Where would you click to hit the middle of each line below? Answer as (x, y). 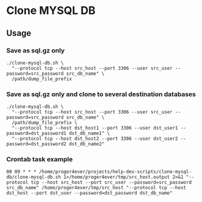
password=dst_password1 (37, 134)
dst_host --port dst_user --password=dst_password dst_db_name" (89, 193)
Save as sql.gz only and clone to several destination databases (101, 94)
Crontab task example (40, 159)
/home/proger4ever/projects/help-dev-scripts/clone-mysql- (115, 172)
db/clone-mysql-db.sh (34, 177)
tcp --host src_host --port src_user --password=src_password (111, 183)
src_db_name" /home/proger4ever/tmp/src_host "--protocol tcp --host (96, 188)
